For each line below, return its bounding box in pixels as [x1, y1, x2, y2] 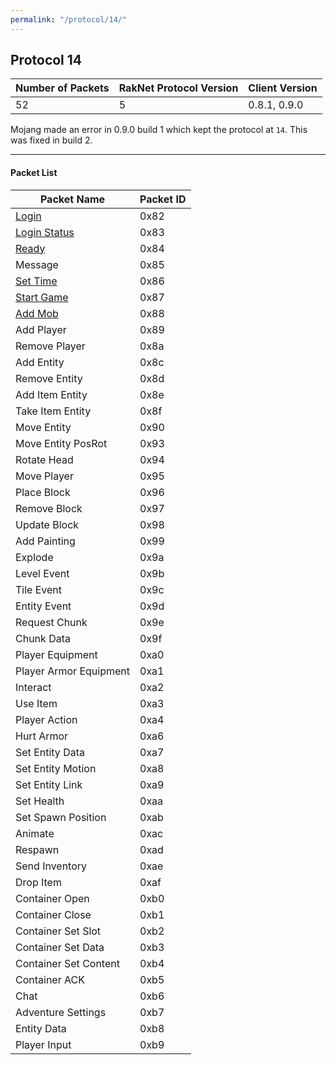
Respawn [15, 842, 60, 856]
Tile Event [15, 582, 63, 596]
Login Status [15, 225, 75, 239]
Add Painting [15, 534, 76, 548]
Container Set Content [15, 956, 120, 970]
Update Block [15, 517, 80, 531]
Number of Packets [15, 81, 110, 95]
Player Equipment [15, 647, 98, 661]
